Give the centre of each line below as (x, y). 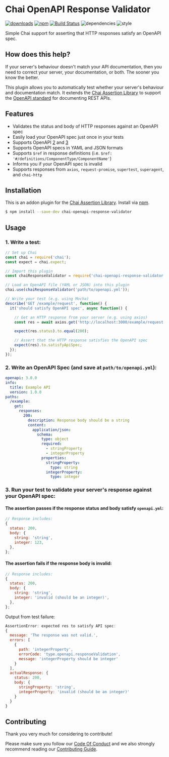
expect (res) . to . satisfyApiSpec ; (48, 345)
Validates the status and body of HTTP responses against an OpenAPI (85, 126)
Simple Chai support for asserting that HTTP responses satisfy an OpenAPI (83, 33)
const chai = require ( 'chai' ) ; (38, 257)
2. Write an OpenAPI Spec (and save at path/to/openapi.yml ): (81, 367)
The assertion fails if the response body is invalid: (59, 564)
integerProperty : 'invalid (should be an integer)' (74, 692)
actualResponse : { (29, 673)
